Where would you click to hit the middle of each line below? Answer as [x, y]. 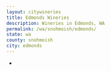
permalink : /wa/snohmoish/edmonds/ [52, 29]
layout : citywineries [34, 12]
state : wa [19, 35]
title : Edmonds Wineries [38, 18]
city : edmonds [24, 46]
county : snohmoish [30, 40]
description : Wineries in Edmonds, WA [56, 23]
